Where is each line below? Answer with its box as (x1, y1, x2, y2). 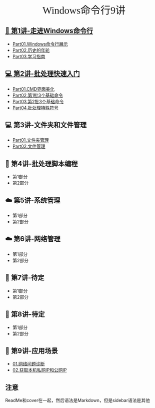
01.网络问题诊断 (12, 361, 45, 367)
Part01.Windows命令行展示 (12, 41, 68, 47)
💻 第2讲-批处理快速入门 (5, 70, 80, 78)
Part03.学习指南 (12, 53, 45, 59)
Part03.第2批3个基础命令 (12, 98, 64, 104)
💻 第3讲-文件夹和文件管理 (5, 121, 86, 129)
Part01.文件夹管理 (12, 137, 49, 143)
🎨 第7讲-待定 (5, 273, 44, 282)
